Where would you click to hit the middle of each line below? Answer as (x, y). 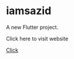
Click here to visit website (37, 38)
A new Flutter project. (32, 27)
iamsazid (29, 11)
